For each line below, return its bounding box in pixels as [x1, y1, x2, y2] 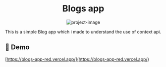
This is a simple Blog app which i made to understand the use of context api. [5, 29, 162, 34]
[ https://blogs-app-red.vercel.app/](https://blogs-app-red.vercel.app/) [5, 56, 150, 62]
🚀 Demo [5, 43, 30, 52]
